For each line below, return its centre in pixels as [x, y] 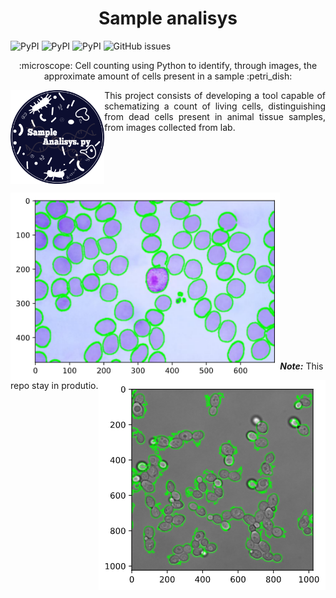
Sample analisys [168, 18]
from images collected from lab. [170, 127]
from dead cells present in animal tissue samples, [215, 116]
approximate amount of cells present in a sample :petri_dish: [168, 76]
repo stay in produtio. [54, 385]
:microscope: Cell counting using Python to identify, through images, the [168, 65]
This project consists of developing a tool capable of [215, 95]
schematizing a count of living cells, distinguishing [215, 106]
